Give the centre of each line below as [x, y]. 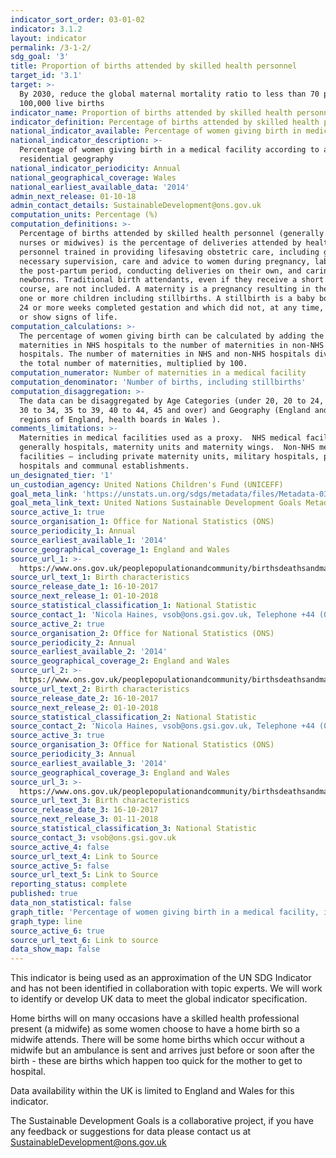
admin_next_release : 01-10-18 [73, 196]
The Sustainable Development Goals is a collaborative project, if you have [162, 1121]
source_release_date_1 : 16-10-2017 [84, 587]
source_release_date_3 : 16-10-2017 [84, 810]
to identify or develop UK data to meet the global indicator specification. [159, 999]
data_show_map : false [55, 949]
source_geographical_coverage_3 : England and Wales [120, 772]
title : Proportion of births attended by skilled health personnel [154, 66]
